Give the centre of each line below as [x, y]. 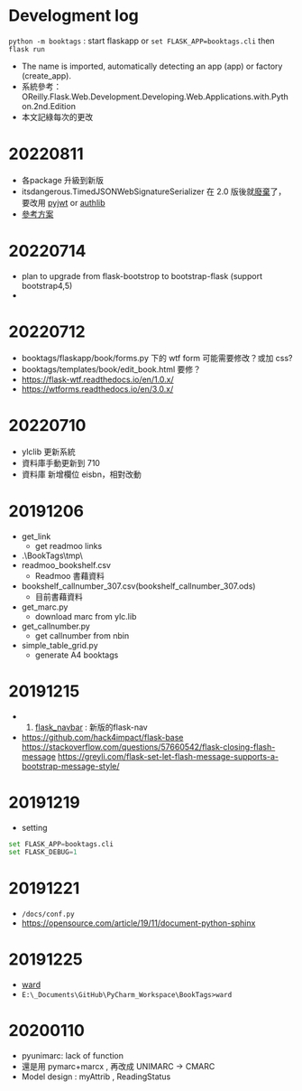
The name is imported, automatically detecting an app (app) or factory [152, 66]
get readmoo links [69, 545]
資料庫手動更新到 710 [61, 462]
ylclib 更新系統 [48, 452]
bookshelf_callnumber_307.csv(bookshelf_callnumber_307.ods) [138, 586]
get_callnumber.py [56, 626]
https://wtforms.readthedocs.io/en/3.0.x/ [97, 388]
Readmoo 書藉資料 [70, 575]
